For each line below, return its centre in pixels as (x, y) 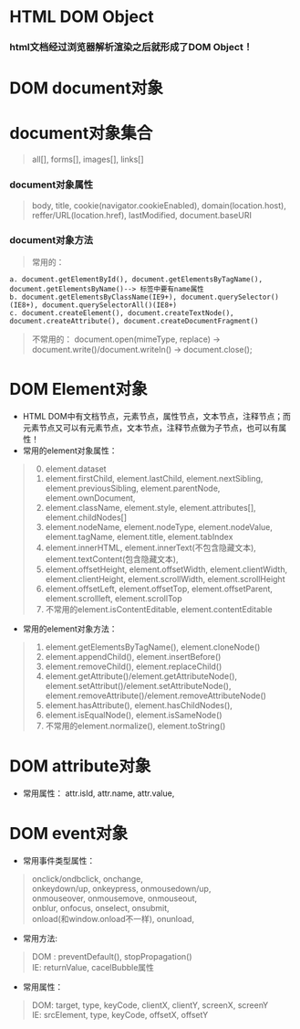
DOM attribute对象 (80, 766)
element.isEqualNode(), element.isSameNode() (134, 715)
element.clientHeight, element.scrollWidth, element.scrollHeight (165, 578)
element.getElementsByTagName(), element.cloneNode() (153, 647)
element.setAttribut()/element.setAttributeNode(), (138, 685)
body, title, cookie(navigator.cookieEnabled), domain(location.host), (159, 205)
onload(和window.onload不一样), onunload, (113, 918)
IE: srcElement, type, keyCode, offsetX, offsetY (120, 1014)
